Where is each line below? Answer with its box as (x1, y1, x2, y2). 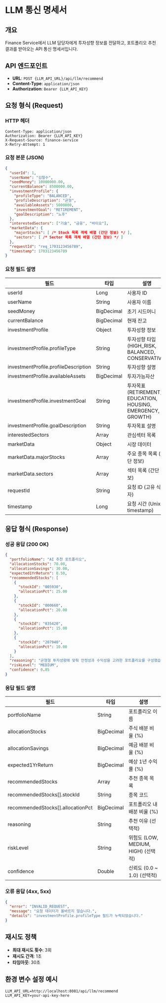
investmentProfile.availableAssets (7, 372, 86, 379)
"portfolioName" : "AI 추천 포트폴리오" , (9, 557, 86, 562)
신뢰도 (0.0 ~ (128, 865, 158, 871)
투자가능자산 (127, 373, 155, 380)
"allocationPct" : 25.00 (18, 589, 68, 594)
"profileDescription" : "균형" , (14, 198, 77, 203)
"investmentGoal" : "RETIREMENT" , (14, 207, 83, 212)
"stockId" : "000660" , (18, 603, 63, 608)
